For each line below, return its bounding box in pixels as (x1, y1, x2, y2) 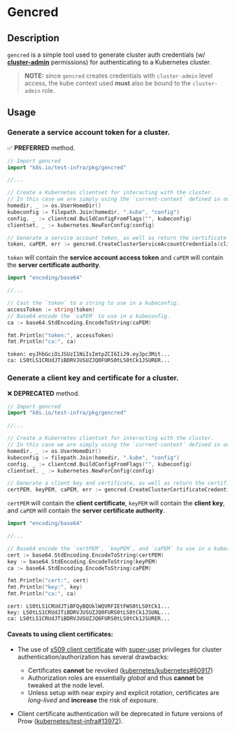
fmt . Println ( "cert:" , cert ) (7, 577, 90, 584)
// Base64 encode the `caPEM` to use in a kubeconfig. (7, 313, 171, 320)
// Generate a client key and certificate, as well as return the (7, 480, 205, 487)
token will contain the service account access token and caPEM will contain (7, 253, 224, 262)
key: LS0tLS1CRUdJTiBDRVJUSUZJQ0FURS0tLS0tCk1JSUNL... (7, 609, 171, 616)
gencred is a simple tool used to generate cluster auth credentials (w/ (7, 50, 206, 59)
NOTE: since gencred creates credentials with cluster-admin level (24, 71, 213, 80)
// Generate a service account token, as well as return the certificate (7, 234, 227, 241)
